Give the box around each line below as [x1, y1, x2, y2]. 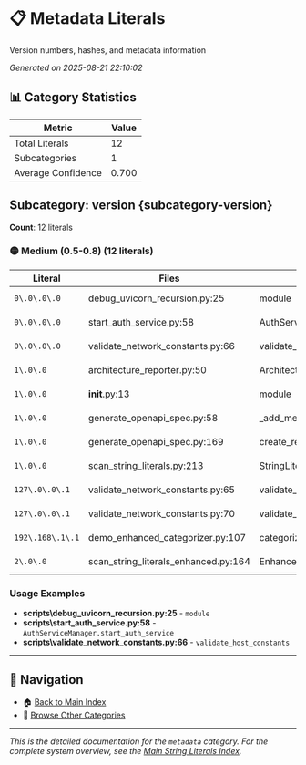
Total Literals [14, 137, 69, 150]
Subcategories [14, 151, 77, 164]
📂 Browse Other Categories [22, 709, 126, 720]
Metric [43, 121, 73, 134]
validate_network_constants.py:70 [87, 507, 235, 520]
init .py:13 [87, 388, 130, 400]
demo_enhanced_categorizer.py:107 [87, 531, 247, 543]
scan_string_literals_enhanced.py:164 [87, 554, 250, 567]
